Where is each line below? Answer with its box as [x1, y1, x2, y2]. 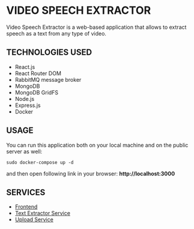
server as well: [6, 148, 43, 155]
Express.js [14, 102, 41, 109]
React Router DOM [14, 70, 62, 77]
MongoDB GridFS [14, 88, 59, 96]
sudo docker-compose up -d [6, 159, 74, 165]
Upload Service [14, 216, 54, 223]
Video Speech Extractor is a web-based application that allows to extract [6, 23, 187, 31]
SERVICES [6, 187, 46, 197]
